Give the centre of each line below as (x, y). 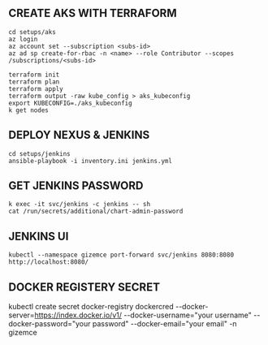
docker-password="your (50, 324)
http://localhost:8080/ (49, 262)
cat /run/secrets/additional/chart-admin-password (96, 211)
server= (22, 315)
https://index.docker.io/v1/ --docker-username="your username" (143, 315)
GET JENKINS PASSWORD (76, 186)
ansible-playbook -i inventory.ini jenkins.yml (91, 161)
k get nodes (28, 110)
